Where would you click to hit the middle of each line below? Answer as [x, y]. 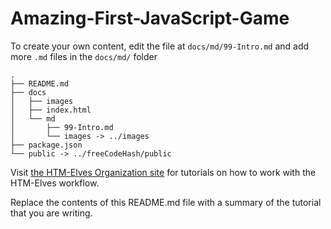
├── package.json [46, 145]
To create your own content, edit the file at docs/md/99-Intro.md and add [160, 46]
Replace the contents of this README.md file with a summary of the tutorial [166, 202]
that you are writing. [51, 213]
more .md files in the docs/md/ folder [84, 56]
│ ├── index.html [51, 110]
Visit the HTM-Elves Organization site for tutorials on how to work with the [163, 172]
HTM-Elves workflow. [55, 183]
